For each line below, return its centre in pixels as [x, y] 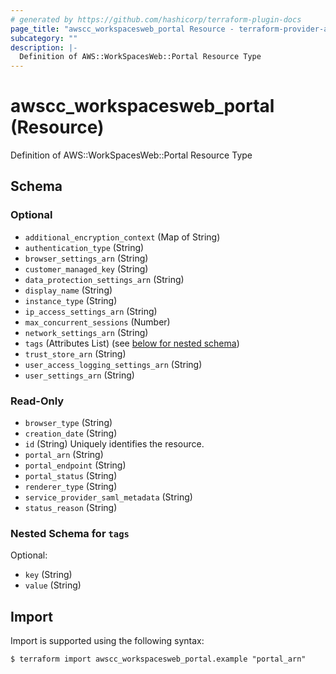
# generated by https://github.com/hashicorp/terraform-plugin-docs [156, 19]
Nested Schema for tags [70, 533]
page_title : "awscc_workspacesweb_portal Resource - [122, 29]
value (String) [53, 585]
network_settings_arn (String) [86, 332]
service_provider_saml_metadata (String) [108, 497]
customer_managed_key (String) [86, 268]
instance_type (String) [71, 300]
